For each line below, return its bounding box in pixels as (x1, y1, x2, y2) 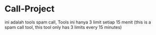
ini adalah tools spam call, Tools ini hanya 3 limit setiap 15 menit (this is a (4, 19, 152, 25)
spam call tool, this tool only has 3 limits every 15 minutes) (4, 24, 122, 30)
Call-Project (4, 3, 55, 14)
